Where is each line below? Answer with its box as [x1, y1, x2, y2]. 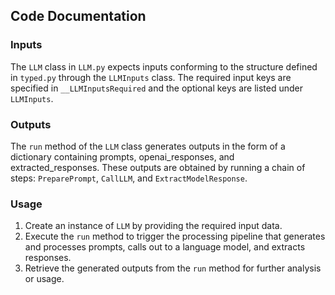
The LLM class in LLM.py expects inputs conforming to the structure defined [10, 60, 318, 73]
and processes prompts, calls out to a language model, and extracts [24, 241, 306, 253]
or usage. [24, 273, 65, 285]
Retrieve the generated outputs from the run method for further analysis [24, 262, 322, 274]
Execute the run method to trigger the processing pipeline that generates [24, 230, 326, 243]
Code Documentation [10, 8, 147, 25]
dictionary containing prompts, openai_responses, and [10, 150, 235, 163]
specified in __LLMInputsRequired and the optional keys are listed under [10, 82, 304, 94]
